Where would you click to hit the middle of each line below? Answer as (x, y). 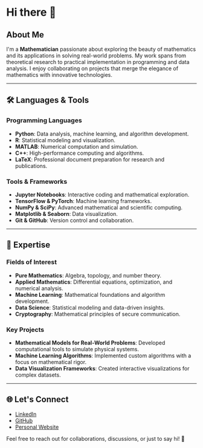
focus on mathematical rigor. (50, 362)
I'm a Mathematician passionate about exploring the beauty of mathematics (101, 49)
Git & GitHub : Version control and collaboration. (74, 220)
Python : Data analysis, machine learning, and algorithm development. (102, 134)
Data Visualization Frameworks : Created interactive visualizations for (102, 368)
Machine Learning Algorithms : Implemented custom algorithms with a (103, 355)
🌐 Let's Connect (37, 399)
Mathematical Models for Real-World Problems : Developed (90, 342)
